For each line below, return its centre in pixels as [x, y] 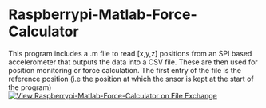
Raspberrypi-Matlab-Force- [103, 15]
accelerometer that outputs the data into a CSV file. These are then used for [133, 62]
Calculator [44, 31]
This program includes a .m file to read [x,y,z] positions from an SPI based [130, 53]
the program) [30, 87]
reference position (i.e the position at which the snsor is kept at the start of [131, 79]
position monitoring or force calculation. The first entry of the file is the [125, 70]
